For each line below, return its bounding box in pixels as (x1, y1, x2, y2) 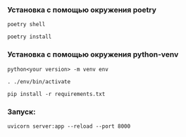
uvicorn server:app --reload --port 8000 (7, 122, 131, 130)
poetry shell (7, 21, 46, 28)
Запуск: (7, 107, 36, 117)
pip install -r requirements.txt (7, 90, 106, 97)
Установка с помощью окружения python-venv (7, 49, 179, 59)
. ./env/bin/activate (7, 78, 71, 85)
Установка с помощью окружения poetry (7, 5, 156, 15)
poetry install (7, 33, 52, 40)
